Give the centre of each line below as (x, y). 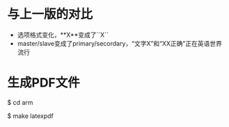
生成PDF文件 (44, 83)
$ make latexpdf (31, 116)
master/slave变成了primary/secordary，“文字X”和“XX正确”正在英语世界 (120, 43)
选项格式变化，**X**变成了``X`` (63, 35)
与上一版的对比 (50, 14)
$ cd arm (20, 102)
